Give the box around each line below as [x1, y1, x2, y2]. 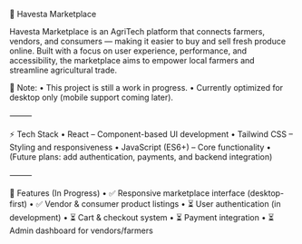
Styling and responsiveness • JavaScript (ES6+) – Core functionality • [9, 142, 272, 152]
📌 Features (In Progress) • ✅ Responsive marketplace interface [9, 188, 246, 199]
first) [9, 199, 27, 209]
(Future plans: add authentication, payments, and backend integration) [9, 151, 273, 162]
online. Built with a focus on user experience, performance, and [9, 45, 248, 56]
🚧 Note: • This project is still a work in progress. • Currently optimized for [9, 83, 284, 93]
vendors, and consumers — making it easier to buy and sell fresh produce [9, 36, 287, 46]
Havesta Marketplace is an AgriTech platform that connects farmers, [9, 26, 266, 36]
